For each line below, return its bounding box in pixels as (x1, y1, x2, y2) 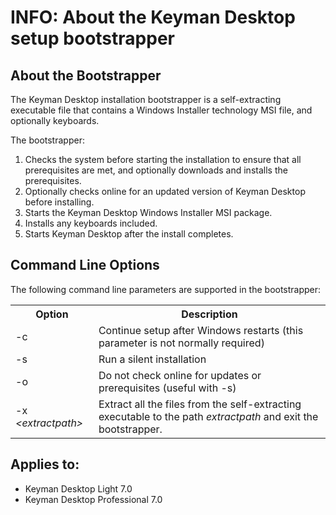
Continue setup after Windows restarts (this (98, 323, 304, 337)
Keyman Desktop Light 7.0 (24, 482, 133, 495)
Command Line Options (10, 257, 160, 274)
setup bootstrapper (10, 27, 175, 50)
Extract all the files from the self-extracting (98, 397, 302, 411)
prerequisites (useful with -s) (98, 381, 237, 395)
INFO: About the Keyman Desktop (10, 6, 296, 29)
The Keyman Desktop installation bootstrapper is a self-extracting (10, 94, 282, 105)
